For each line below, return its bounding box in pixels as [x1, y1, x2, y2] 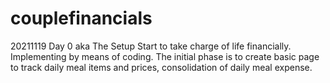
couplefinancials [10, 7, 153, 30]
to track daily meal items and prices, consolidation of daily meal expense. [10, 61, 313, 73]
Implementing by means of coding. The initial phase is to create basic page [10, 50, 320, 62]
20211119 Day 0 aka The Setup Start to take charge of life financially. [10, 40, 292, 52]
